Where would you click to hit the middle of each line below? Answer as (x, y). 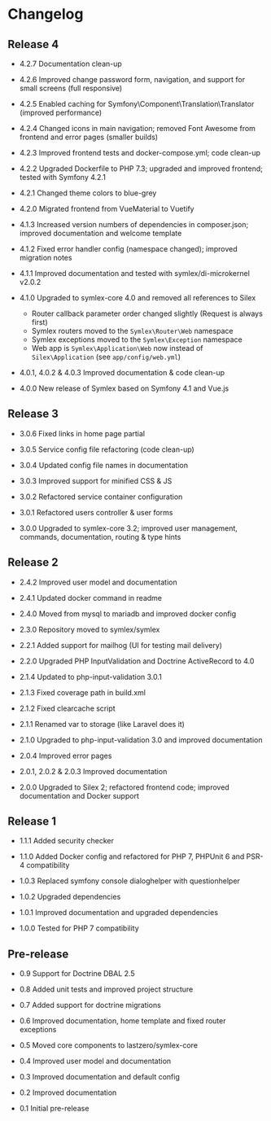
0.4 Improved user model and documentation (95, 1061)
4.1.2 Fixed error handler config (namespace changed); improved (128, 249)
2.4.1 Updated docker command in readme (90, 598)
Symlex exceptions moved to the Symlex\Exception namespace (137, 339)
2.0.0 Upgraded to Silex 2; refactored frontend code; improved (124, 787)
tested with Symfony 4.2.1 (63, 177)
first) (39, 322)
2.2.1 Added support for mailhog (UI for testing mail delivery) (121, 645)
